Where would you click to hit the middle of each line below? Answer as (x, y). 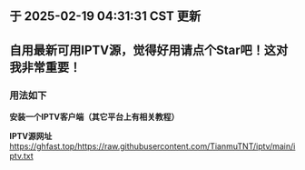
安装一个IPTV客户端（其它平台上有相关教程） (94, 117)
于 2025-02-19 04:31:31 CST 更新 (105, 16)
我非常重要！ (45, 67)
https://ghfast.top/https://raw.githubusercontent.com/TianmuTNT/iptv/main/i (152, 146)
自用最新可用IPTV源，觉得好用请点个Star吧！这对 (149, 50)
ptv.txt (21, 156)
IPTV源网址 (31, 136)
